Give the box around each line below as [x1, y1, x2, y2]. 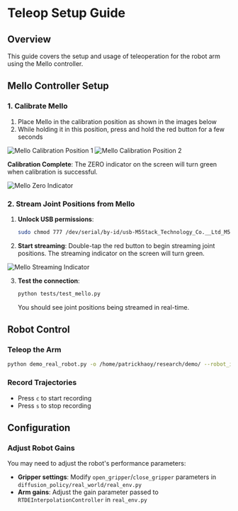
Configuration [7, 422, 71, 434]
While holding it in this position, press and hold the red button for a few [17, 125, 225, 133]
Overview [7, 33, 52, 45]
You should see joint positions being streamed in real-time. [17, 303, 190, 311]
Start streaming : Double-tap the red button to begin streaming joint [17, 241, 215, 249]
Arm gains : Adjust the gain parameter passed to [17, 488, 159, 497]
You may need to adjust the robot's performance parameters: [7, 459, 186, 468]
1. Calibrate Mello [7, 101, 68, 111]
